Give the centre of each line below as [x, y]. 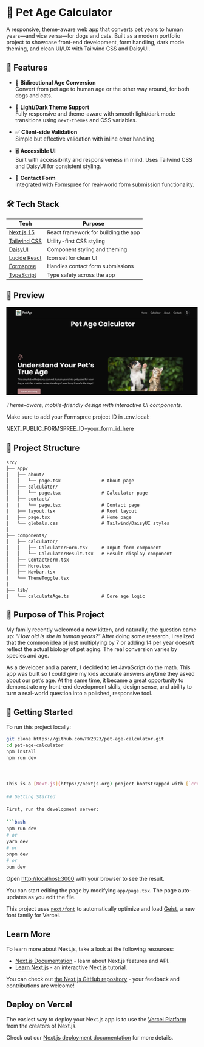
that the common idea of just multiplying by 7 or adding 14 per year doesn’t [100, 642]
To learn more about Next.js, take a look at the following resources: [90, 949]
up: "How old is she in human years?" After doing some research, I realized [100, 636]
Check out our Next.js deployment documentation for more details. [90, 1037]
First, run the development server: [53, 809]
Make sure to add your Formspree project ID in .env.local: [78, 417]
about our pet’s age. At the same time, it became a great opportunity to [95, 680]
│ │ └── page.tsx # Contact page [73, 505]
